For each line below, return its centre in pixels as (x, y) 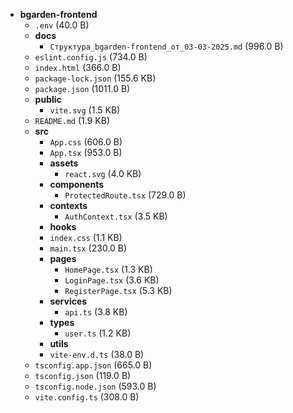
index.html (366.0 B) (78, 67)
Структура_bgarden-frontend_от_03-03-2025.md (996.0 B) (166, 46)
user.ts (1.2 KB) (98, 333)
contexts (68, 205)
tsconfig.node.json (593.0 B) (95, 386)
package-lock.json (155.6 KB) (95, 78)
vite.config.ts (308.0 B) (87, 397)
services (68, 301)
